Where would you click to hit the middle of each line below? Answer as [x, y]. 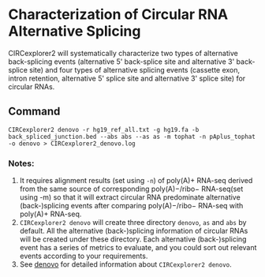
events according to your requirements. [84, 256]
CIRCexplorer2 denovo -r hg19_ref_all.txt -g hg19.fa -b [104, 129]
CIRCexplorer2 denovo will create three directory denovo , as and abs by [133, 223]
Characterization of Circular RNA [118, 15]
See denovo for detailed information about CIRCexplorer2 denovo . [126, 264]
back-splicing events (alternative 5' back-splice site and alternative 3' [121, 62]
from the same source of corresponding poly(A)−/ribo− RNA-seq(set [131, 189]
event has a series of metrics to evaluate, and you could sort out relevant [138, 248]
